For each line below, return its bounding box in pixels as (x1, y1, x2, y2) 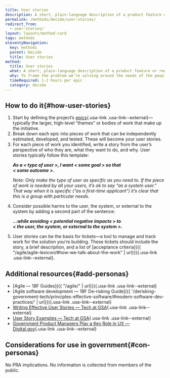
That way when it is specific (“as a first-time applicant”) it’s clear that (12, 188, 158, 194)
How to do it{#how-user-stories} (5, 102, 111, 110)
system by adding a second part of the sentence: (12, 208, 115, 215)
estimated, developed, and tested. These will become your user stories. (12, 136, 162, 142)
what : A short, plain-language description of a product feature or (10, 69, 157, 74)
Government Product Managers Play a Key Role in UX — (12, 320, 130, 326)
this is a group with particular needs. (12, 193, 90, 200)
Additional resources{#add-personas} (5, 269, 129, 278)
